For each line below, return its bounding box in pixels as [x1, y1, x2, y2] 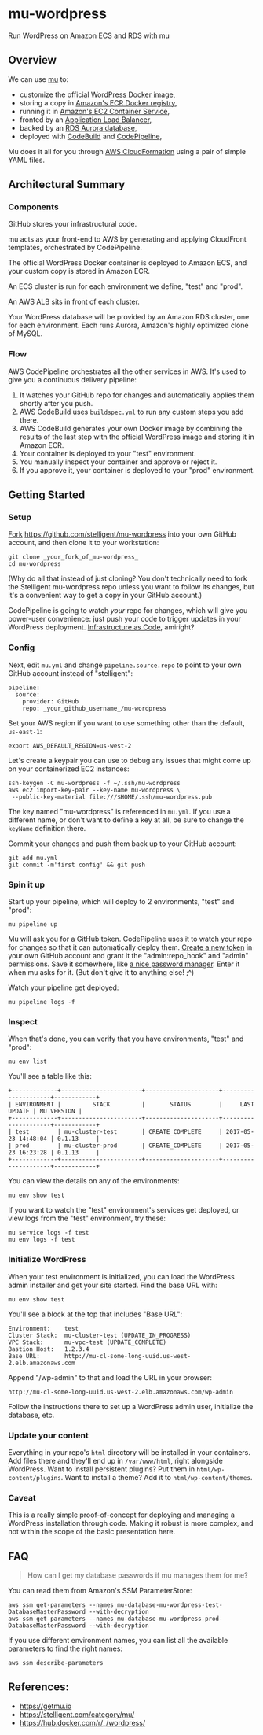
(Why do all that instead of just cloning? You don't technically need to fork [8, 574, 247, 583]
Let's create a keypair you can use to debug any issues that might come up [8, 755, 251, 765]
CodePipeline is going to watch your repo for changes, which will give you [8, 606, 248, 615]
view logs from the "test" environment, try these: [8, 1213, 166, 1224]
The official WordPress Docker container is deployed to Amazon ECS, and [8, 258, 247, 268]
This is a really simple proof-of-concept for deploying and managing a [8, 1510, 236, 1519]
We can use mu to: [8, 74, 69, 83]
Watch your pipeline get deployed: [8, 983, 119, 992]
